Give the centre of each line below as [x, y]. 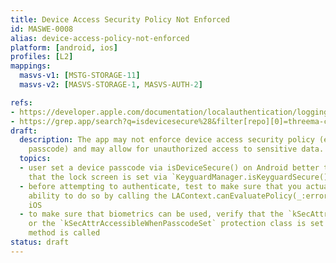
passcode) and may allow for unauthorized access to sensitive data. [176, 149]
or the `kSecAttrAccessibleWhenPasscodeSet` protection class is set [176, 224]
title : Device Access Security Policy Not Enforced [120, 19]
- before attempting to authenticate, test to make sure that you [160, 186]
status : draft [40, 242]
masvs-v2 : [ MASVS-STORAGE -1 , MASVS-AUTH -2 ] [111, 85]
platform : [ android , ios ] [64, 47]
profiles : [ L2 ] [42, 57]
